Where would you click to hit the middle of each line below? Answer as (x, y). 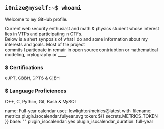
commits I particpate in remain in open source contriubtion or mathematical (82, 50)
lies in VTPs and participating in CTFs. (44, 34)
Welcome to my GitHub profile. (36, 19)
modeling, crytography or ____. (36, 54)
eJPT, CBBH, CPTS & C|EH (33, 78)
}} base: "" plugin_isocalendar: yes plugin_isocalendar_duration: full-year (79, 121)
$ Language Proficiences (36, 91)
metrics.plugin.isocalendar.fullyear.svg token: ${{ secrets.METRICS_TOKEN (82, 116)
